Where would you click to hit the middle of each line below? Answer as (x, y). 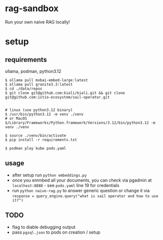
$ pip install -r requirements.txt (41, 140)
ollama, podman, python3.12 (33, 71)
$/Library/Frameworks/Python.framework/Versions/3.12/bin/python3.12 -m (80, 123)
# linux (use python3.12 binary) (39, 110)
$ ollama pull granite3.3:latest (39, 84)
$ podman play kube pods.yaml (36, 148)
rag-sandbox (32, 9)
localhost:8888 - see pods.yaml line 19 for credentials (66, 185)
